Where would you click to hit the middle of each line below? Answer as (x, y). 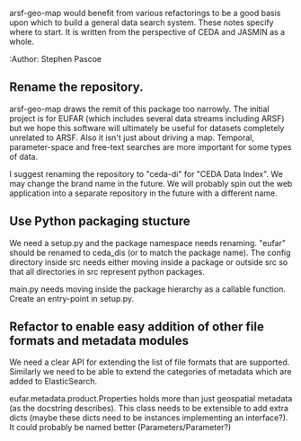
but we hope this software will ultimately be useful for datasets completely (147, 128)
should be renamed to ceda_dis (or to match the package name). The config (150, 252)
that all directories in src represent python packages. (107, 271)
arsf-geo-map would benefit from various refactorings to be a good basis (145, 13)
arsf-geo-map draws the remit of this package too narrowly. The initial (139, 109)
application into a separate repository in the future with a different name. (144, 193)
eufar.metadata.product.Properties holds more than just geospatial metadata (151, 399)
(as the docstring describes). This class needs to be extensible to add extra (149, 409)
